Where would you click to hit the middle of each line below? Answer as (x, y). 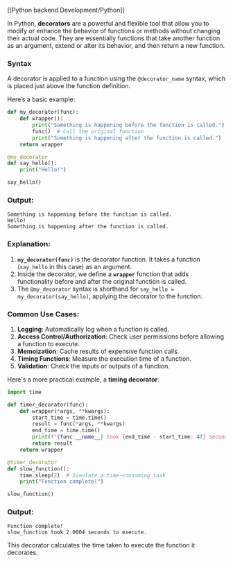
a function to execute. (48, 343)
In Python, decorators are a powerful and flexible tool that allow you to (108, 23)
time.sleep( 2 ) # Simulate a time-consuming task (93, 475)
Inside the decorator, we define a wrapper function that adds (103, 274)
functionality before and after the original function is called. (102, 281)
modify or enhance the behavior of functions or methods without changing (114, 31)
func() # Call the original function (88, 131)
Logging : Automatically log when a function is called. (93, 329)
